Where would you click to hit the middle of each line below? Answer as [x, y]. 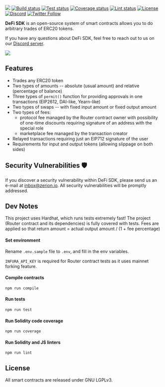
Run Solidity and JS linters [33, 342]
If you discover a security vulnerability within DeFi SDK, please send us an [81, 180]
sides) [19, 149]
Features [19, 68]
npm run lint [19, 353]
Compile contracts [25, 278]
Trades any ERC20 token [38, 80]
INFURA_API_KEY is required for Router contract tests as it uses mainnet [77, 261]
